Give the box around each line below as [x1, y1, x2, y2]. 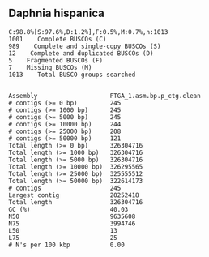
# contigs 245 [8, 184, 122, 192]
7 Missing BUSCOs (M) [8, 63, 92, 71]
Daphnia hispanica [8, 6, 105, 20]
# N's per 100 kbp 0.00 [8, 241, 126, 249]
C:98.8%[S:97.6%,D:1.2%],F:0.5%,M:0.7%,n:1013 [8, 28, 168, 36]
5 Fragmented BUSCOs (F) [8, 56, 104, 64]
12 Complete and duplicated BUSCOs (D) [8, 49, 154, 58]
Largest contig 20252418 [8, 191, 139, 199]
